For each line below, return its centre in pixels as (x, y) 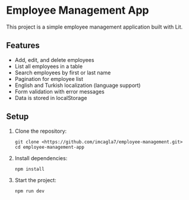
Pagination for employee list (49, 79)
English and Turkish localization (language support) (78, 85)
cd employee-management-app (49, 147)
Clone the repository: (41, 131)
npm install (29, 169)
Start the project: (35, 180)
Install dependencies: (41, 158)
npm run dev (29, 191)
